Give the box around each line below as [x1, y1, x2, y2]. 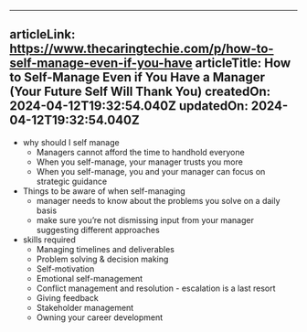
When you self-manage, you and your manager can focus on [36, 166, 266, 177]
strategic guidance [36, 176, 108, 187]
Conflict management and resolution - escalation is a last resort [36, 283, 276, 294]
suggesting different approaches [36, 224, 160, 235]
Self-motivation [36, 262, 95, 274]
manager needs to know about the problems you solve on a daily [36, 195, 281, 206]
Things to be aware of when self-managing [22, 185, 185, 197]
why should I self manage [22, 136, 121, 147]
